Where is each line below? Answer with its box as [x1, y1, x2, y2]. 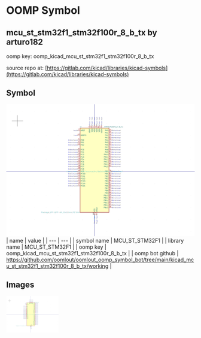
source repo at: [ [6, 64, 47, 71]
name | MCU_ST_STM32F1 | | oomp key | [6, 243, 106, 251]
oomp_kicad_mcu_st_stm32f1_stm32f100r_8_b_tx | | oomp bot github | [6, 249, 179, 256]
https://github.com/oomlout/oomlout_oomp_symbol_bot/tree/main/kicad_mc [6, 256, 194, 263]
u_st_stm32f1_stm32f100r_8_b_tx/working [6, 262, 109, 270]
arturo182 [6, 37, 44, 47]
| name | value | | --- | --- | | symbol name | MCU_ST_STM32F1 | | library [6, 237, 184, 244]
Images [6, 280, 35, 290]
